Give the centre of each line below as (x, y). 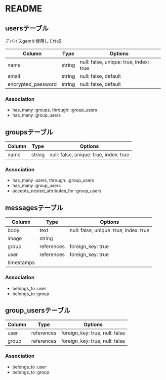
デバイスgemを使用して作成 (33, 41)
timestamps (21, 262)
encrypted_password (32, 84)
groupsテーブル (29, 132)
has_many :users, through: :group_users (53, 180)
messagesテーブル (34, 208)
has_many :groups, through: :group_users (55, 110)
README (24, 9)
